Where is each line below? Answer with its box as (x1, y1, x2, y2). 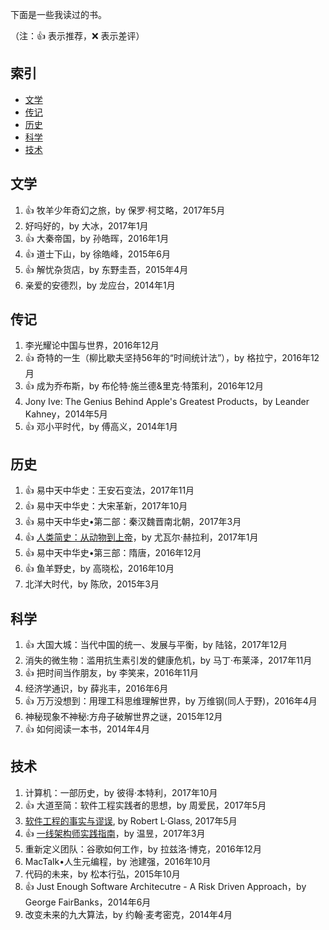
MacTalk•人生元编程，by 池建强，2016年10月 (24, 855, 212, 867)
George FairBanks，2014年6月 (24, 896, 152, 908)
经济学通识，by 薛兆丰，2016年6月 (24, 683, 169, 695)
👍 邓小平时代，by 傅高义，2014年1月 (24, 421, 178, 433)
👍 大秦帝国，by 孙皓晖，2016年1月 (24, 232, 170, 244)
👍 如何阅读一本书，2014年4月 (24, 723, 150, 735)
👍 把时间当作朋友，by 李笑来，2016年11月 (24, 667, 199, 679)
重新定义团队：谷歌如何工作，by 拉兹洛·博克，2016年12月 (24, 843, 262, 855)
